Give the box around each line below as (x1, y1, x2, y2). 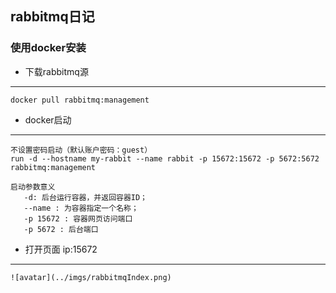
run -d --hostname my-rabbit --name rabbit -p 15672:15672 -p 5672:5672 (10, 153, 320, 164)
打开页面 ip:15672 (24, 243, 98, 255)
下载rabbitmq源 (24, 65, 89, 77)
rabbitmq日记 (10, 8, 95, 26)
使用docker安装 (10, 41, 87, 55)
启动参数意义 (10, 182, 56, 192)
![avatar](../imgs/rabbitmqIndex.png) (10, 272, 172, 282)
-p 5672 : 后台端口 (23, 224, 99, 234)
